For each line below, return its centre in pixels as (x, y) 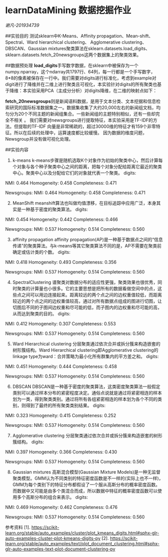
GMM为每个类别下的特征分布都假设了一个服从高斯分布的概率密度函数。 (86, 484)
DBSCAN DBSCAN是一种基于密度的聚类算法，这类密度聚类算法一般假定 (86, 386)
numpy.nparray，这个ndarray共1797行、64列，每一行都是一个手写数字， (80, 71)
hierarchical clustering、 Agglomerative (80, 42)
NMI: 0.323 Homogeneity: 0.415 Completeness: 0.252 (61, 415)
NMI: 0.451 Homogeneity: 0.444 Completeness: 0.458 (61, 366)
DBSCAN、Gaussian (26, 48)
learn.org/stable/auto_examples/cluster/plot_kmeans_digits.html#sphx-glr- (82, 533)
